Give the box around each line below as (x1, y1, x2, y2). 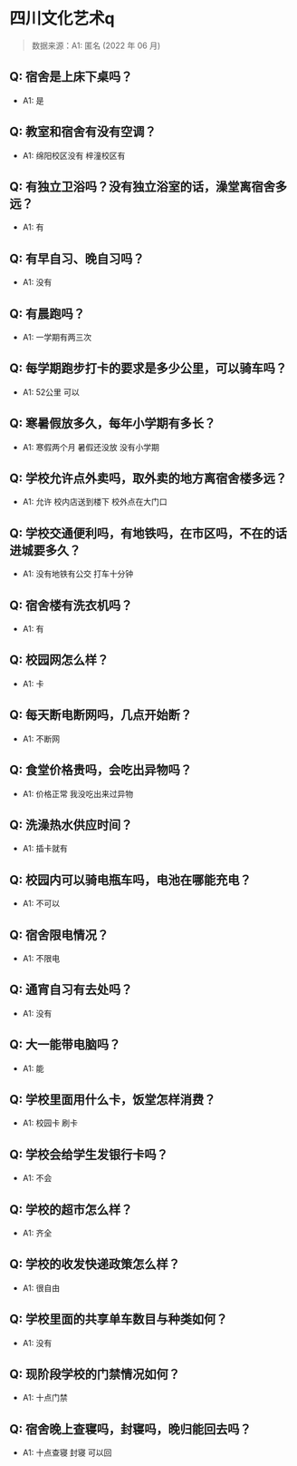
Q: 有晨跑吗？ (9, 306, 86, 321)
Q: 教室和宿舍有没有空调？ (9, 124, 157, 140)
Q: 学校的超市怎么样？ (9, 1202, 133, 1217)
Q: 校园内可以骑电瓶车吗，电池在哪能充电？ (9, 872, 252, 888)
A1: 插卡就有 (22, 843, 68, 854)
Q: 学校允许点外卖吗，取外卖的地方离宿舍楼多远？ (9, 471, 288, 487)
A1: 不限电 (22, 952, 61, 963)
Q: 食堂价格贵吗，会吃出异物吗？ (9, 763, 193, 778)
